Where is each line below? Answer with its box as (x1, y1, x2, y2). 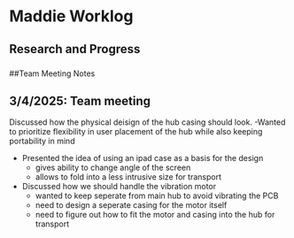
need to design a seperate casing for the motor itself (35, 200, 228, 211)
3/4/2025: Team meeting (9, 93, 151, 108)
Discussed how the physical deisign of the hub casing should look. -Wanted (9, 117, 286, 127)
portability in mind (9, 135, 75, 147)
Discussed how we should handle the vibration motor (21, 181, 217, 192)
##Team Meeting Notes (9, 68, 96, 79)
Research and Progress (9, 42, 141, 57)
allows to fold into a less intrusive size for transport (35, 172, 221, 182)
